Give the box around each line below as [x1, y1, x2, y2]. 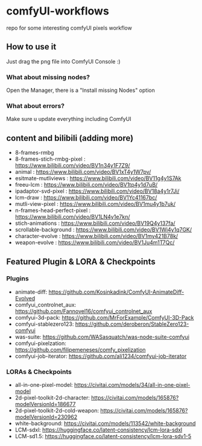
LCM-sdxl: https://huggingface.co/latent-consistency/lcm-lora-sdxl [14, 426, 183, 433]
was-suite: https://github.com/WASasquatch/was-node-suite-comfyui [14, 333, 190, 340]
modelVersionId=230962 [14, 413, 77, 421]
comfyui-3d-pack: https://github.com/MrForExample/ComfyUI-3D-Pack [14, 314, 194, 321]
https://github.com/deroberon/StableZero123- [75, 320, 189, 328]
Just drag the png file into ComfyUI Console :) [6, 57, 121, 65]
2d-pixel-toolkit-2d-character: [14, 394, 90, 401]
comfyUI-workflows [6, 4, 110, 18]
